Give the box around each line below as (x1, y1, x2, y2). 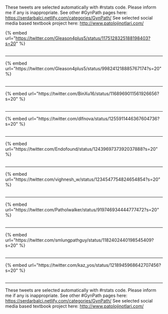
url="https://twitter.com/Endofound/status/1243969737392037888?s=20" (5, 146, 158, 152)
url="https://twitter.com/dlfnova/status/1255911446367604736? (28, 116, 160, 122)
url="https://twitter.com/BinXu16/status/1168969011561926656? (28, 91, 159, 97)
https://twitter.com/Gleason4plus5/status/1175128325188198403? (15, 35, 151, 41)
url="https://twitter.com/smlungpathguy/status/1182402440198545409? (5, 237, 154, 243)
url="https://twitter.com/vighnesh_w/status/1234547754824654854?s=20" (5, 176, 161, 182)
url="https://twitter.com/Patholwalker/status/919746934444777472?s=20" (5, 207, 159, 212)
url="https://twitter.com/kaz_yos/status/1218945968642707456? (28, 262, 161, 268)
